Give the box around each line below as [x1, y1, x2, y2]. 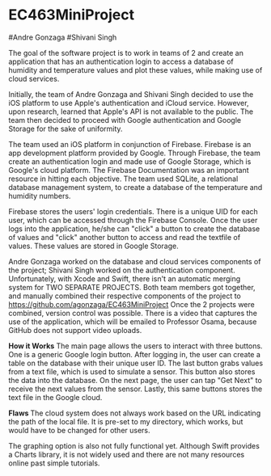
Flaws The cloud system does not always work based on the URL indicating [8, 408, 261, 418]
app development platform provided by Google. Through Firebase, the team [8, 148, 260, 158]
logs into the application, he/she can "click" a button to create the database [8, 224, 260, 234]
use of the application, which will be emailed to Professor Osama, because [8, 317, 257, 326]
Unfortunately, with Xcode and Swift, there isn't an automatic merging [8, 273, 241, 284]
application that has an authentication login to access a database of [8, 57, 234, 66]
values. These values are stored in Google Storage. [8, 241, 180, 251]
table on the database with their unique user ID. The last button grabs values [8, 358, 264, 368]
